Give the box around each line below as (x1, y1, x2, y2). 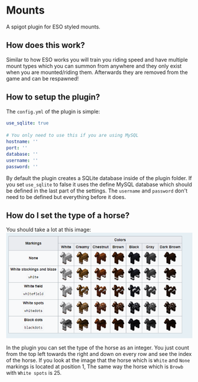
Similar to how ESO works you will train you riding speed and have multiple (6, 56, 188, 63)
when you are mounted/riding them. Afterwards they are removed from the (6, 69, 188, 76)
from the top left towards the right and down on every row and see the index (6, 351, 192, 358)
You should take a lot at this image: (6, 226, 92, 233)
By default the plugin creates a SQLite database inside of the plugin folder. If (6, 174, 192, 181)
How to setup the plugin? (6, 92, 100, 102)
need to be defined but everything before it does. (6, 193, 126, 200)
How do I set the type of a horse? (6, 210, 130, 220)
